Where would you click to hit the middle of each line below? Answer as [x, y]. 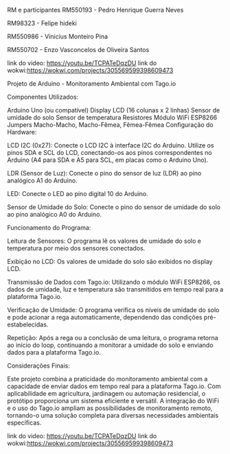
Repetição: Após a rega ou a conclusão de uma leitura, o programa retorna [113, 338]
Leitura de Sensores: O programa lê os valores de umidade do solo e [104, 241]
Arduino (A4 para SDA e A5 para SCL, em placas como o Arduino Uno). [108, 160]
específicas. [24, 422]
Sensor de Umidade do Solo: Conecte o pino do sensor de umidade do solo [114, 207]
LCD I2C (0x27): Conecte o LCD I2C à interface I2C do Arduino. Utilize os [111, 145]
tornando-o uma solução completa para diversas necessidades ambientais [113, 415]
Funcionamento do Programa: [49, 228]
